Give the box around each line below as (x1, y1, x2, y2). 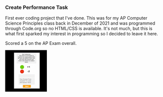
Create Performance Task (5, 4, 68, 11)
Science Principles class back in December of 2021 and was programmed (5, 20, 156, 26)
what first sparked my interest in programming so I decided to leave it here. (5, 31, 158, 37)
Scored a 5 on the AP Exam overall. (5, 40, 77, 46)
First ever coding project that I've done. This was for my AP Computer (5, 15, 148, 21)
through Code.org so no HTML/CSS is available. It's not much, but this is (5, 26, 153, 32)
